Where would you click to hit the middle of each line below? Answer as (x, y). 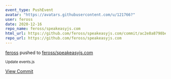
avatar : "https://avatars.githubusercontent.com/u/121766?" (70, 15)
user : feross (19, 19)
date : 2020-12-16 (24, 24)
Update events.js (20, 62)
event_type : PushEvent (29, 10)
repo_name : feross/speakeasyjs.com (43, 29)
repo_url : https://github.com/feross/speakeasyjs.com (64, 38)
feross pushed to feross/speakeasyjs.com (49, 52)
